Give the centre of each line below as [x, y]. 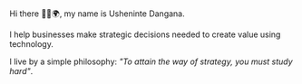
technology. [32, 44]
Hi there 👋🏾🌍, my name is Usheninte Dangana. [97, 14]
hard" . [21, 71]
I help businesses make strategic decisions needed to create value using [145, 34]
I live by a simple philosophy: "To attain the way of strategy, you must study [151, 61]
